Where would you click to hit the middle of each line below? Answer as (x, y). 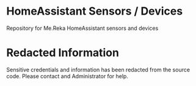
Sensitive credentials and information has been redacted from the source (98, 70)
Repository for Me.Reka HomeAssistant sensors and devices (82, 28)
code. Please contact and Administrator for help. (67, 76)
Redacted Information (63, 53)
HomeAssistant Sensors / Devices (95, 11)
